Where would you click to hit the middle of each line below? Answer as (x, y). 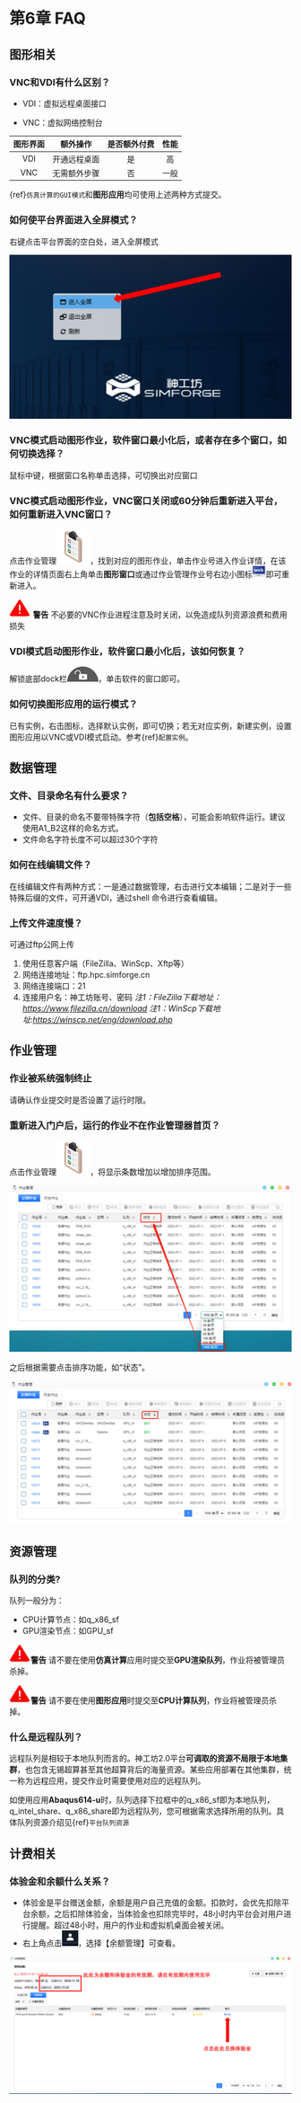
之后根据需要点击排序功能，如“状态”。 (80, 1368)
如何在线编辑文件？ (51, 865)
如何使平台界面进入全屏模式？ (74, 220)
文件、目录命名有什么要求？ (69, 796)
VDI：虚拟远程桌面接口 (64, 103)
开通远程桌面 (76, 159)
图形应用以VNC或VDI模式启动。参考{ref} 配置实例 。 (101, 737)
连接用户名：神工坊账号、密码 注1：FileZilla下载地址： (122, 997)
